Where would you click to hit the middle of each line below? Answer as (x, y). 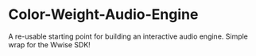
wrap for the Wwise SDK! (50, 44)
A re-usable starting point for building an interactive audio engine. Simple (128, 36)
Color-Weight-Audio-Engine (103, 15)
